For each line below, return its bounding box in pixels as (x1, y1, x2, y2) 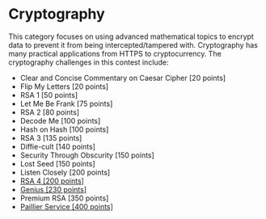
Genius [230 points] (19, 184, 87, 194)
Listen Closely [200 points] (19, 167, 111, 177)
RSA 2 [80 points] (19, 107, 79, 117)
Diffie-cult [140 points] (19, 141, 95, 151)
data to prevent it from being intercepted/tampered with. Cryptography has (8, 40, 259, 49)
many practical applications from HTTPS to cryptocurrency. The (8, 48, 222, 58)
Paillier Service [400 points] (19, 201, 113, 211)
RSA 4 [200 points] (19, 175, 85, 186)
